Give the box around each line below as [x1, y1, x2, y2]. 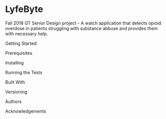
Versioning [5, 88, 27, 94]
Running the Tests [5, 69, 42, 75]
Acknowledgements [5, 108, 46, 114]
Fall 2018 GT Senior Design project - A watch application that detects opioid [5, 20, 161, 26]
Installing [5, 59, 24, 65]
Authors [5, 98, 21, 104]
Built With [5, 79, 25, 85]
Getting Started [5, 40, 37, 46]
